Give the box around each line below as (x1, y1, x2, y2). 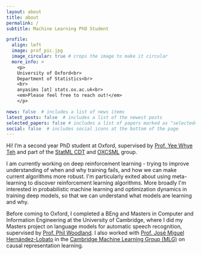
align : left (11, 42, 42, 48)
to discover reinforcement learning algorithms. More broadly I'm (28, 179, 186, 186)
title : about (6, 14, 39, 20)
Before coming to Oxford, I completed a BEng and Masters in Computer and (6, 210, 194, 217)
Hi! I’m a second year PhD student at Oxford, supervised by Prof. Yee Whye (6, 142, 193, 149)
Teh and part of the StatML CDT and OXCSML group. (6, 149, 138, 156)
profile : (6, 37, 28, 43)
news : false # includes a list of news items (6, 109, 125, 115)
